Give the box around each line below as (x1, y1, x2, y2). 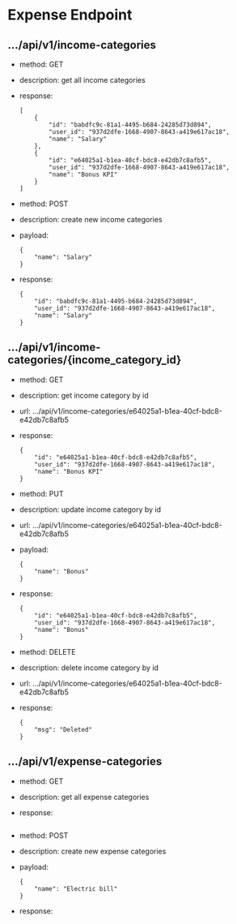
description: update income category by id (19, 505, 162, 514)
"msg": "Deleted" (34, 725, 92, 733)
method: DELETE (19, 647, 76, 656)
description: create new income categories (19, 215, 163, 224)
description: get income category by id (19, 390, 149, 400)
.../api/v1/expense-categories (7, 754, 163, 768)
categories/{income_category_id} (7, 353, 182, 367)
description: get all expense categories (19, 792, 150, 802)
